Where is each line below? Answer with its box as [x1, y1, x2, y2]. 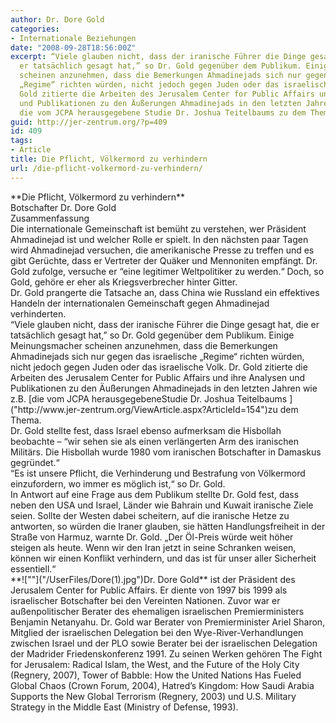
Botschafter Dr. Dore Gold [10, 201, 117, 213]
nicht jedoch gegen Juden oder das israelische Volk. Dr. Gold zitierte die [10, 361, 308, 373]
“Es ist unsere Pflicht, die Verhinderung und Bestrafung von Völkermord [10, 467, 306, 479]
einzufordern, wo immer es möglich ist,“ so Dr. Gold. [10, 477, 226, 490]
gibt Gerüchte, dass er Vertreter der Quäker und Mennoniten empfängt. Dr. [10, 254, 318, 266]
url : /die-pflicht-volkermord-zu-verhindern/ [10, 163, 203, 173]
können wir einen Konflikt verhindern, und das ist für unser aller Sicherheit [10, 552, 317, 564]
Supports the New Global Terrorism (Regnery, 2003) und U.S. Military [10, 690, 297, 702]
